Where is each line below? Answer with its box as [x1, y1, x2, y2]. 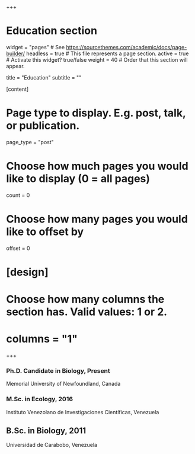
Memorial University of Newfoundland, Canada [6, 380, 121, 388]
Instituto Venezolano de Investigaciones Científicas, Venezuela [6, 408, 159, 415]
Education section [6, 24, 98, 37]
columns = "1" [6, 332, 78, 346]
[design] [6, 265, 49, 279]
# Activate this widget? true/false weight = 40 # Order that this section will [6, 56, 188, 63]
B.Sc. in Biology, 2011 [6, 426, 87, 436]
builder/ [6, 50, 25, 57]
